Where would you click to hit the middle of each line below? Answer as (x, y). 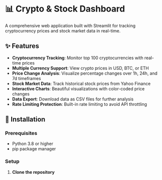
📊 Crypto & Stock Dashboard (65, 9)
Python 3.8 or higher (32, 144)
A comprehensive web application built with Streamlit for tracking (70, 25)
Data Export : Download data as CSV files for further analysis (73, 99)
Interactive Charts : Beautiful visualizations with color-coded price (78, 89)
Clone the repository (33, 172)
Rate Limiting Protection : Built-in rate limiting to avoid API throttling (79, 104)
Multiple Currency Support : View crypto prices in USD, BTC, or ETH (80, 68)
